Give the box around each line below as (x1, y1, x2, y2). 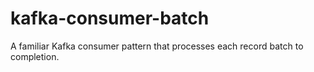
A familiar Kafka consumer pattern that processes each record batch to (10, 40, 304, 52)
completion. (10, 50, 60, 62)
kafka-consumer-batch (10, 7, 210, 30)
